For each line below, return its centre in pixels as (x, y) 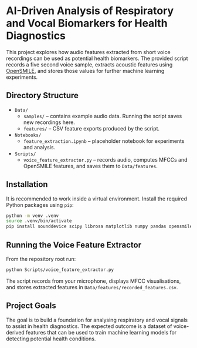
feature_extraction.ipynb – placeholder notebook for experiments (104, 141)
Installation (27, 184)
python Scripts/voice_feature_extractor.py (60, 270)
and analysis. (39, 147)
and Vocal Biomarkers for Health (87, 23)
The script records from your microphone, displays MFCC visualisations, (94, 281)
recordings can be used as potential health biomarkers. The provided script (97, 58)
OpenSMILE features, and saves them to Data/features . (91, 166)
